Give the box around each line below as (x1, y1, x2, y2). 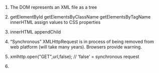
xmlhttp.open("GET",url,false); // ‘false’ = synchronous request (10, 53, 139, 59)
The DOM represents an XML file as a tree (10, 4, 97, 10)
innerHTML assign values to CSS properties (10, 19, 101, 25)
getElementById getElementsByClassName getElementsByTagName (10, 14, 151, 19)
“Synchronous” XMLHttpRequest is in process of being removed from (10, 38, 154, 44)
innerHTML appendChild (10, 29, 61, 34)
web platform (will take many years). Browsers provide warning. (10, 44, 142, 49)
